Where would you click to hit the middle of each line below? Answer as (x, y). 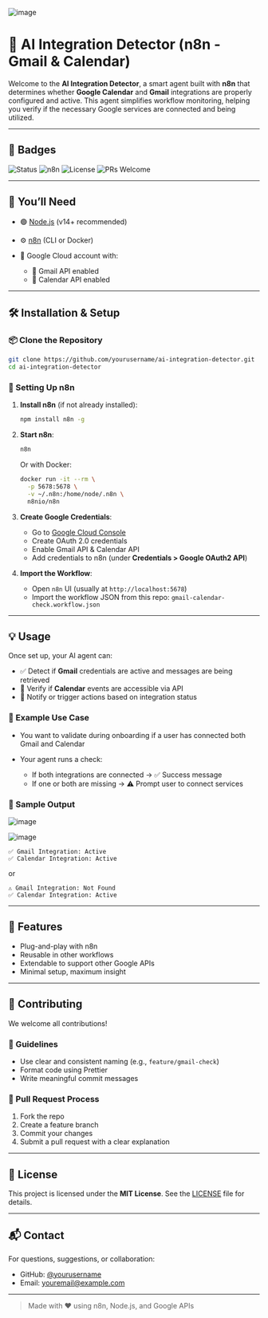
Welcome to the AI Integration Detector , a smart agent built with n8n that (129, 83)
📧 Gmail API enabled (65, 270)
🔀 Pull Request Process (54, 1099)
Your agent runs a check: (61, 759)
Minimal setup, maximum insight (73, 971)
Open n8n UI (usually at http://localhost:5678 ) (109, 588)
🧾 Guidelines (33, 1044)
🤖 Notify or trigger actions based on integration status (108, 697)
